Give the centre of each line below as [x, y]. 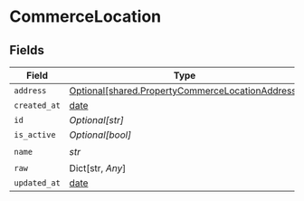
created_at [37, 105]
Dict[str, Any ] [98, 168]
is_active [35, 134]
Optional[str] [96, 120]
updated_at [37, 183]
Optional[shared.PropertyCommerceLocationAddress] [185, 91]
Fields [27, 50]
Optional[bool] [100, 135]
